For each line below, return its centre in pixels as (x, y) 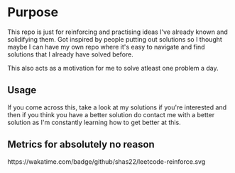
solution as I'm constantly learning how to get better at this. (94, 122)
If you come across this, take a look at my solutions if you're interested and (117, 107)
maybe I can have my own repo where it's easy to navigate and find (106, 47)
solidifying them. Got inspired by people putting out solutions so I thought (115, 39)
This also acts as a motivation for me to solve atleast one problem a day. (113, 68)
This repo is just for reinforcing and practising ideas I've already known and (118, 32)
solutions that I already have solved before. (70, 54)
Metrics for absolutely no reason (81, 144)
